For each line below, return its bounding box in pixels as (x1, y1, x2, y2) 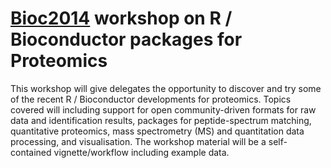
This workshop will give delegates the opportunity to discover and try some (10, 82, 322, 94)
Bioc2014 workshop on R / (10, 7, 233, 30)
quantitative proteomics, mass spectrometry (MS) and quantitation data (10, 125, 305, 137)
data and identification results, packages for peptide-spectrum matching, (10, 114, 312, 126)
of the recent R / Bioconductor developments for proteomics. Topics (10, 93, 292, 105)
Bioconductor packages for (10, 28, 243, 51)
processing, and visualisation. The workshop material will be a (10, 135, 267, 147)
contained (10, 146, 52, 158)
